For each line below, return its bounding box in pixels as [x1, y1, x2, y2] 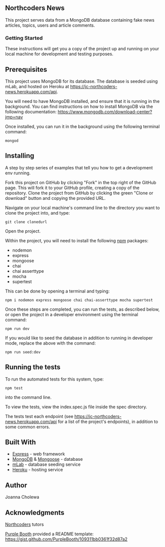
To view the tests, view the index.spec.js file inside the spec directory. [5, 404, 147, 410]
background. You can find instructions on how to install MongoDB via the [5, 103, 153, 109]
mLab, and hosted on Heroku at [5, 83, 69, 89]
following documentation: [5, 108, 57, 115]
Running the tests [5, 363, 61, 371]
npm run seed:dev [5, 350, 41, 354]
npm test [5, 386, 23, 390]
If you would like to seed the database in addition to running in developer [5, 335, 153, 341]
